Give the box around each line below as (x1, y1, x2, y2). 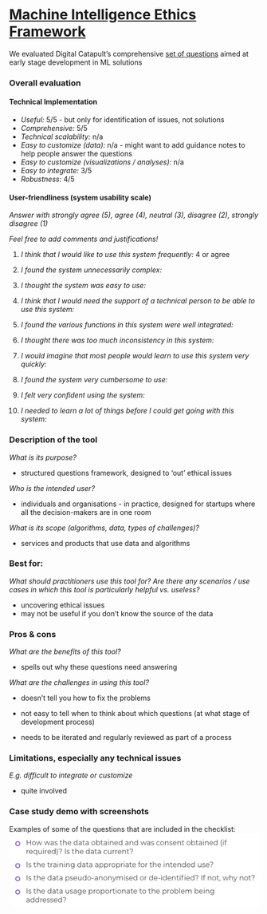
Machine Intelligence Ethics (9, 6, 197, 24)
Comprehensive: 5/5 (20, 124, 88, 133)
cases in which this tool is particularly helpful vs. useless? (9, 584, 200, 594)
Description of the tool (9, 434, 98, 445)
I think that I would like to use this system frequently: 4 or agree (20, 250, 230, 259)
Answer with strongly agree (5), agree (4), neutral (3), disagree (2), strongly (9, 210, 259, 220)
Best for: (9, 558, 43, 569)
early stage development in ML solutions (9, 57, 143, 67)
